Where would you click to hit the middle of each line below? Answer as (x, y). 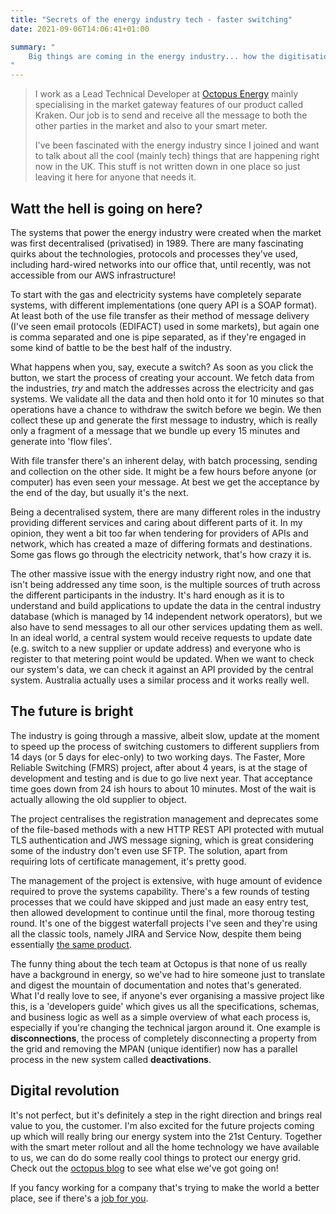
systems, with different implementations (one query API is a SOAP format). (164, 305)
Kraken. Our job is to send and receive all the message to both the (171, 115)
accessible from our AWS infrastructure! (93, 275)
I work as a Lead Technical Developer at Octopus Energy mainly (166, 94)
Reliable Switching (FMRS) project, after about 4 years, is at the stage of (159, 767)
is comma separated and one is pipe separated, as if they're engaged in (158, 337)
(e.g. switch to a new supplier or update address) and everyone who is (156, 648)
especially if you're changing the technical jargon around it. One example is (165, 1027)
